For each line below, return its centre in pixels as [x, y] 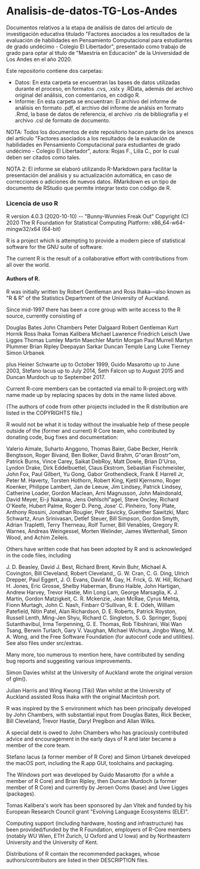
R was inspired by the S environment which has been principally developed [99, 708]
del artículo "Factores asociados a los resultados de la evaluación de [91, 138]
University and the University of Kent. [52, 842]
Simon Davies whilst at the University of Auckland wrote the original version [99, 673]
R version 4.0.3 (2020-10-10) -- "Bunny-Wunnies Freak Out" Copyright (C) [98, 217]
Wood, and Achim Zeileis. [38, 538]
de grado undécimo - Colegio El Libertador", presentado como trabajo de [96, 47]
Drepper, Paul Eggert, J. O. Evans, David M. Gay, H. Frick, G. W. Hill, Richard [99, 580]
